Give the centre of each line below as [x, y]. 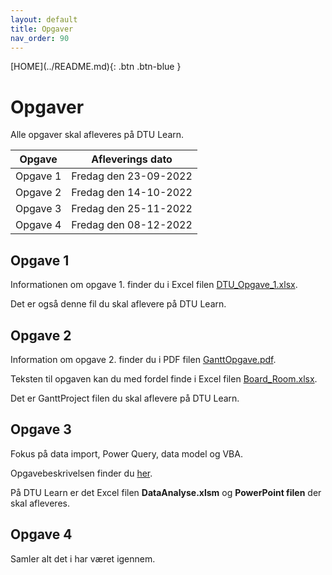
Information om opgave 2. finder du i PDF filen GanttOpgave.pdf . [143, 359]
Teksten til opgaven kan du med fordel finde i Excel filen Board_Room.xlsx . [164, 378]
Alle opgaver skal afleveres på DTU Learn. [97, 135]
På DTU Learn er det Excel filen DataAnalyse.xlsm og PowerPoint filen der [166, 492]
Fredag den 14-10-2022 [132, 193]
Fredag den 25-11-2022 [132, 209]
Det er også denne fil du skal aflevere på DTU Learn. [118, 304]
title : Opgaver [42, 29]
